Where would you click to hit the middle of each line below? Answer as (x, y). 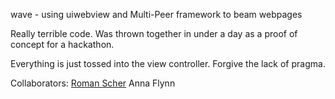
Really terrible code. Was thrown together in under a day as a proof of (154, 33)
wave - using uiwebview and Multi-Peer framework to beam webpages (156, 14)
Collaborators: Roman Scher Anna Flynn (93, 83)
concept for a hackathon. (62, 44)
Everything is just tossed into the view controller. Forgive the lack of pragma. (168, 63)
